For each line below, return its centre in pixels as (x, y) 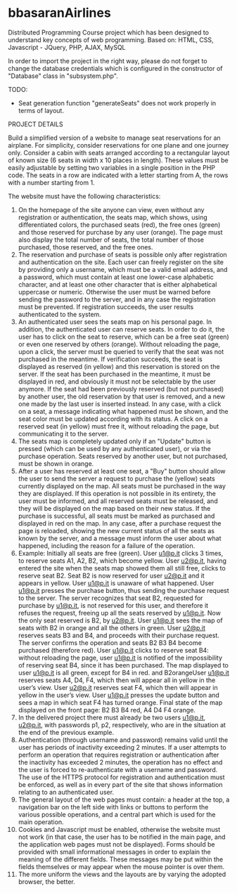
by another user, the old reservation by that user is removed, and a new (122, 396)
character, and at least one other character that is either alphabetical (117, 284)
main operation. (41, 822)
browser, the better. (47, 881)
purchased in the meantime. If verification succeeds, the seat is (110, 359)
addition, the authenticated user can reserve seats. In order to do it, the (121, 329)
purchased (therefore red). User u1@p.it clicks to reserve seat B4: (114, 650)
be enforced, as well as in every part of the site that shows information (121, 784)
